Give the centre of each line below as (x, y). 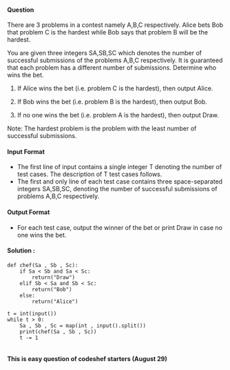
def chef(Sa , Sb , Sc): (43, 265)
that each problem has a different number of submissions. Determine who (112, 68)
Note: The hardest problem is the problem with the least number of (102, 128)
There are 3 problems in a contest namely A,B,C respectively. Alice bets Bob (115, 25)
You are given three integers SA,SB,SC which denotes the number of (104, 53)
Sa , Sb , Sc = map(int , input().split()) (83, 325)
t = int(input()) (32, 313)
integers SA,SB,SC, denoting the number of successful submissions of (117, 189)
